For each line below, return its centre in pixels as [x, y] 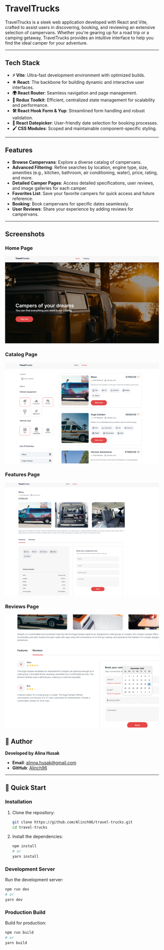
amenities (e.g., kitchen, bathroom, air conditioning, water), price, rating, [85, 173]
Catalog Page [21, 354]
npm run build [20, 933]
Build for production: [26, 923]
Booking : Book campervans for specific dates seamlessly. [71, 203]
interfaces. [23, 87]
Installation [19, 802]
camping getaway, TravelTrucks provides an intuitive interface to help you [79, 38]
